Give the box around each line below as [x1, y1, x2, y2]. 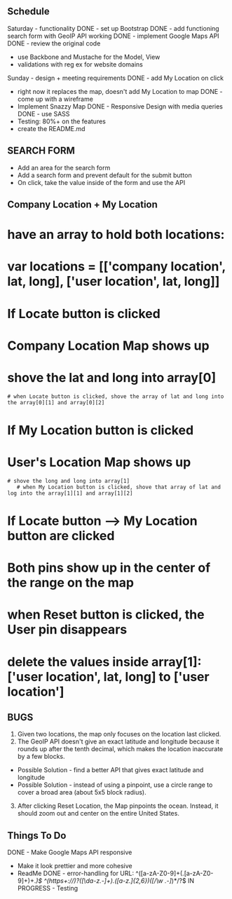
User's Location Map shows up [7, 455, 191, 470]
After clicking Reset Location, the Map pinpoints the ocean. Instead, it [17, 802, 219, 810]
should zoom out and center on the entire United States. [17, 809, 180, 818]
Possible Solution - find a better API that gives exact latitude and [17, 766, 204, 774]
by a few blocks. [17, 753, 65, 761]
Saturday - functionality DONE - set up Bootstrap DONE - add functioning [7, 24, 219, 32]
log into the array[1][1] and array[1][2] [7, 490, 133, 497]
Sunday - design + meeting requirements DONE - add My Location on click [7, 74, 224, 82]
